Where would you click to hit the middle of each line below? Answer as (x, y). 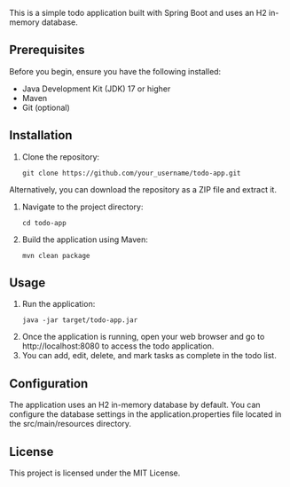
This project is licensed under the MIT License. (95, 473)
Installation (41, 135)
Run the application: (59, 304)
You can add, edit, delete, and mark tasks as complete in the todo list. (149, 356)
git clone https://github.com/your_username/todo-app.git (131, 173)
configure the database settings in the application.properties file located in (145, 414)
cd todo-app (44, 223)
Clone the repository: (61, 157)
